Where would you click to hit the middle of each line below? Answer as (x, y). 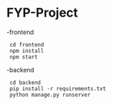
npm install (27, 51)
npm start (24, 57)
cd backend (25, 82)
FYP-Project (42, 13)
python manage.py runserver (50, 95)
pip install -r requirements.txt (58, 88)
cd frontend (27, 45)
